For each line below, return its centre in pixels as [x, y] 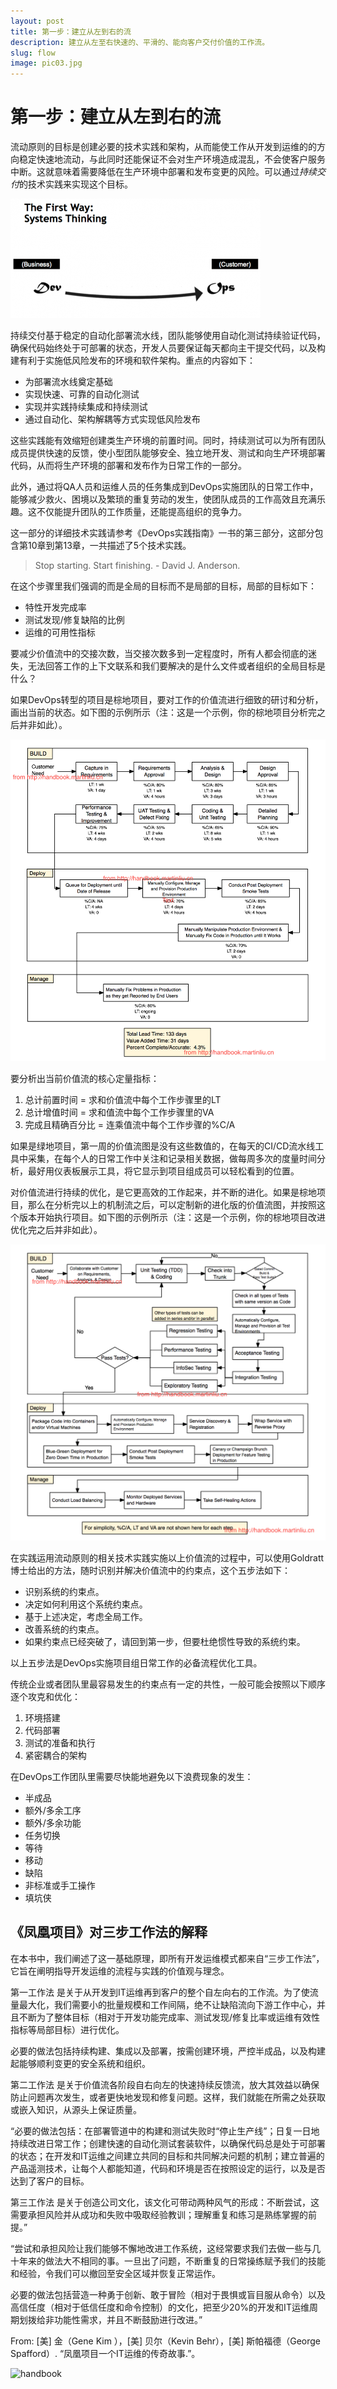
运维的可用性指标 [60, 632]
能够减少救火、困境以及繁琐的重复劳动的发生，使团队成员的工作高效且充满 [163, 499]
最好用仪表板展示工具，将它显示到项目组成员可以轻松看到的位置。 [163, 1171]
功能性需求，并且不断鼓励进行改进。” [128, 2319]
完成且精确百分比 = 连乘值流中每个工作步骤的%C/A [130, 1125]
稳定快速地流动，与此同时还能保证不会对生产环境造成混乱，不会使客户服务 [172, 159]
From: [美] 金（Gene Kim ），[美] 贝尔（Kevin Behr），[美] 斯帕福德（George [166, 2341]
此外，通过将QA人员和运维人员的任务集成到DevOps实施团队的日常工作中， [164, 487]
